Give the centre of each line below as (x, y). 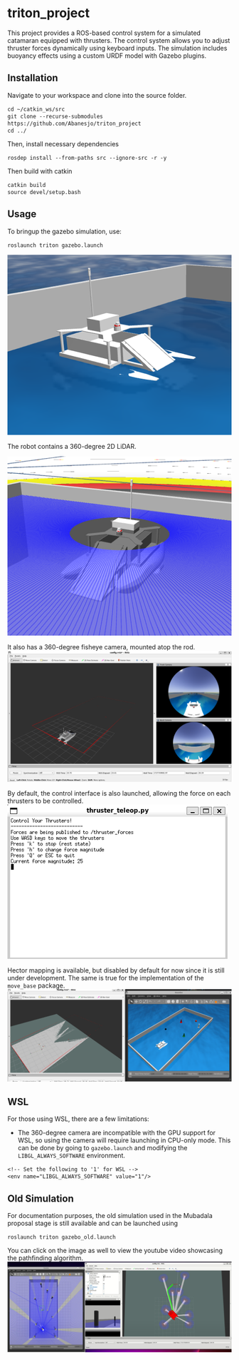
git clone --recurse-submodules (55, 116)
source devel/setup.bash (44, 192)
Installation (33, 78)
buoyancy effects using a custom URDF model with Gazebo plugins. (107, 56)
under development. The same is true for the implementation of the (106, 978)
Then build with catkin (40, 171)
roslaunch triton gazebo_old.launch (62, 1237)
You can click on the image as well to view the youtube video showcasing (115, 1250)
